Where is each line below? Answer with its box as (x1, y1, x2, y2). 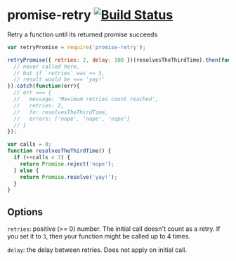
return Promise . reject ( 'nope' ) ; (20, 160, 114, 168)
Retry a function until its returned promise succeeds (7, 30, 158, 39)
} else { (13, 167, 39, 174)
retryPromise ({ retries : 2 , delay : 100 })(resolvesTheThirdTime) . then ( (7, 56, 221, 63)
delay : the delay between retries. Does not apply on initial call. (7, 246, 188, 254)
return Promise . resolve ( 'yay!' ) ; (20, 173, 118, 180)
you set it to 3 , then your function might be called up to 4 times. (7, 232, 191, 241)
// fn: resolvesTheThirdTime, (13, 109, 109, 116)
